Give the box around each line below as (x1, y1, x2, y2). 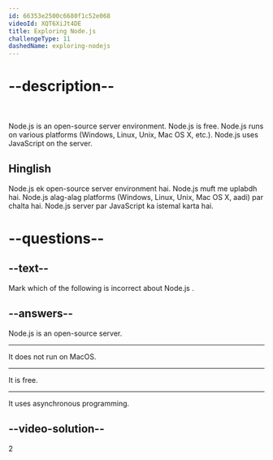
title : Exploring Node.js (8, 27, 96, 35)
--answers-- (8, 306, 73, 321)
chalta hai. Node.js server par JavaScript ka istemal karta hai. (8, 201, 214, 210)
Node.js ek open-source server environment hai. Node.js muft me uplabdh (8, 184, 258, 193)
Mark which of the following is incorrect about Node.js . (8, 283, 195, 293)
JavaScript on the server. (8, 139, 93, 149)
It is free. (8, 375, 38, 384)
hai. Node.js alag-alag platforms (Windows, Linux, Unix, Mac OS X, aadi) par (8, 192, 264, 202)
